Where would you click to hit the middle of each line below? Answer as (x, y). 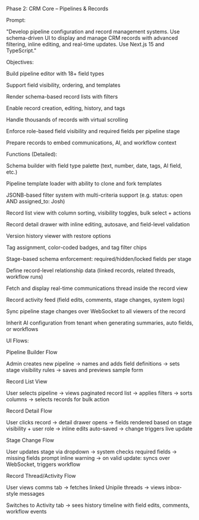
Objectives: (20, 62)
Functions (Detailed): (32, 154)
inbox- (174, 487)
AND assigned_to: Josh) (36, 201)
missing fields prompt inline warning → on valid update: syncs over (88, 458)
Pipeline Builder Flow (32, 352)
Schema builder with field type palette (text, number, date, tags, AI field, (94, 166)
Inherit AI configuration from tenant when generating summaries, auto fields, (100, 323)
